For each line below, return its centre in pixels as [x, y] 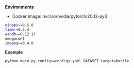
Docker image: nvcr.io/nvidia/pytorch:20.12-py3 [60, 16]
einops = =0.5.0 [19, 25]
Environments [19, 7]
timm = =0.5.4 [17, 29]
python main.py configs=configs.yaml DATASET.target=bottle [67, 61]
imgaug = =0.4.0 [19, 43]
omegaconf [15, 39]
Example [14, 52]
